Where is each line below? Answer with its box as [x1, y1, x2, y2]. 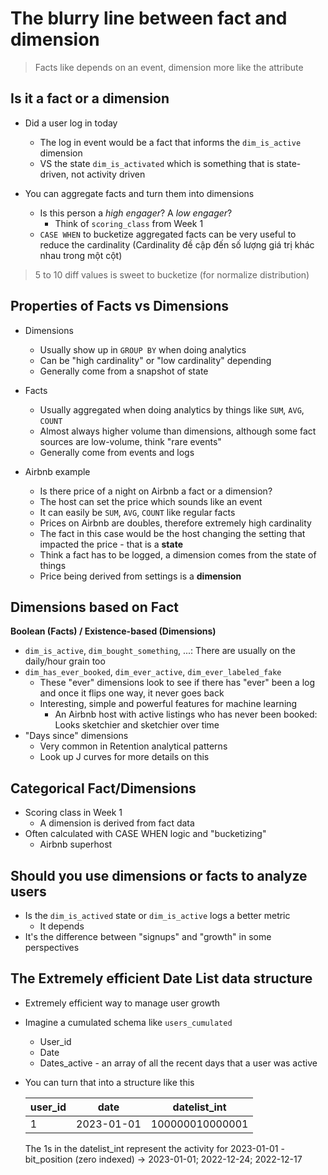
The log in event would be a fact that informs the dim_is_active [39, 136, 302, 148]
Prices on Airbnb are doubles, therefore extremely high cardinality [39, 517, 312, 529]
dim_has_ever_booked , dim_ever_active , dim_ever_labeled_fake [24, 666, 282, 678]
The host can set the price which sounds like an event [39, 495, 263, 507]
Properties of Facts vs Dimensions [10, 298, 229, 315]
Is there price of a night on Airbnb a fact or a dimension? [39, 485, 273, 497]
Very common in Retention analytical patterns [39, 740, 228, 752]
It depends [39, 920, 85, 932]
